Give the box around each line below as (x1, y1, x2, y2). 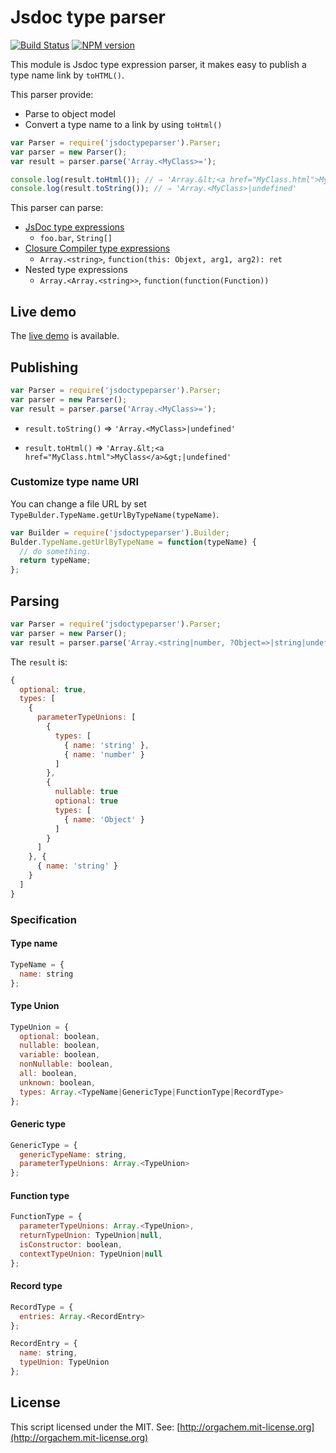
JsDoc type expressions (24, 221, 125, 233)
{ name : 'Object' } (63, 814, 145, 825)
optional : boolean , (19, 1031, 101, 1041)
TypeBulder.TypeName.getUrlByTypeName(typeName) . (10, 508, 220, 520)
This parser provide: (10, 88, 94, 100)
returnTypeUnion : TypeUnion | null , (19, 1231, 163, 1241)
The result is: (10, 656, 68, 668)
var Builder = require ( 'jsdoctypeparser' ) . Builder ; (10, 527, 230, 538)
